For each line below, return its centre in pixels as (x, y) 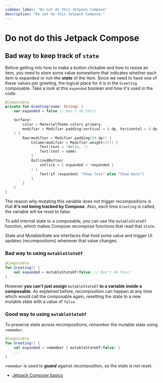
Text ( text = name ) (58, 152)
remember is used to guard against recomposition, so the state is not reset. (79, 366)
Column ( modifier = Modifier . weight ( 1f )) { (74, 143)
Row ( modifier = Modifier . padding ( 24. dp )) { (67, 138)
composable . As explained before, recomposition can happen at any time (79, 291)
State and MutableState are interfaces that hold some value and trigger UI (79, 235)
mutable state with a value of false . (41, 302)
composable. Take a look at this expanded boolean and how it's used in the (79, 88)
